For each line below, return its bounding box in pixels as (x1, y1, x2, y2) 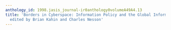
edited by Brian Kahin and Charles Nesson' (10, 17, 103, 22)
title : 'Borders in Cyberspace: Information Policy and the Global (5, 12, 152, 17)
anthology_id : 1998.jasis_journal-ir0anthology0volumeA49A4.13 (5, 7, 142, 13)
